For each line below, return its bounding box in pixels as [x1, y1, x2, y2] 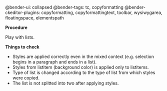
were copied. [12, 75, 40, 80]
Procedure [5, 24, 27, 30]
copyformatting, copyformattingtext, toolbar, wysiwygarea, [41, 9, 162, 15]
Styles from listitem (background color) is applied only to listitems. [12, 64, 149, 70]
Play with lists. [5, 34, 35, 40]
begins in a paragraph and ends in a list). [12, 59, 96, 64]
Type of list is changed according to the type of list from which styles [12, 69, 155, 75]
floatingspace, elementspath [5, 15, 64, 20]
